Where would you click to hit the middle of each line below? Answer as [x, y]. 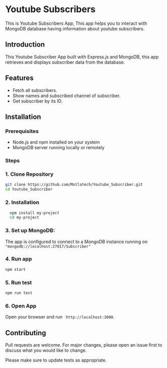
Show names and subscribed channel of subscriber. [66, 96]
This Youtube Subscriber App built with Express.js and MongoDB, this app [82, 57]
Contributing [26, 333]
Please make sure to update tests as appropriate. [56, 360]
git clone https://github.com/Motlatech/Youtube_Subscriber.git [74, 185]
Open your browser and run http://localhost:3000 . [60, 317]
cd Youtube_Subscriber [29, 190]
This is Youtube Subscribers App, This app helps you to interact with [76, 23]
